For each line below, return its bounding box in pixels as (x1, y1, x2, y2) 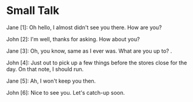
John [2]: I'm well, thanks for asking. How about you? (6, 35, 140, 42)
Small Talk (6, 4, 60, 18)
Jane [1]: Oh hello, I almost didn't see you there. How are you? (6, 24, 163, 31)
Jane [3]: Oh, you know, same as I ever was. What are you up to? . (6, 47, 172, 55)
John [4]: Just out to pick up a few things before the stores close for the (6, 59, 188, 66)
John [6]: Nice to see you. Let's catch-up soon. (6, 89, 125, 96)
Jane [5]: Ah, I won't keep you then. (6, 77, 96, 84)
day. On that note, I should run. (6, 65, 84, 73)
